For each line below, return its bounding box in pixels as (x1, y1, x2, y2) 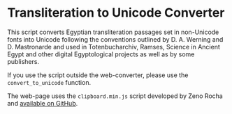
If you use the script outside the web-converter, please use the (7, 71, 189, 79)
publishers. (7, 57, 40, 65)
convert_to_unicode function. (7, 78, 92, 86)
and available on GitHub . (7, 99, 78, 107)
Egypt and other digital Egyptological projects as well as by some (7, 50, 195, 58)
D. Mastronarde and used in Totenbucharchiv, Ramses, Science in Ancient (7, 42, 220, 51)
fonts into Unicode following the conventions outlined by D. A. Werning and (7, 35, 224, 43)
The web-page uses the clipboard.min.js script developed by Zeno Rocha (7, 92, 224, 100)
